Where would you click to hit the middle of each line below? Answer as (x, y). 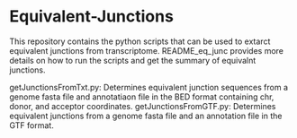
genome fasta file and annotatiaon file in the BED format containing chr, (142, 97)
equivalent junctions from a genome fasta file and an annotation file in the (146, 116)
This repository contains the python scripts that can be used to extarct (140, 41)
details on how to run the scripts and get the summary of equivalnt (133, 60)
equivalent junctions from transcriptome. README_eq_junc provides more (146, 50)
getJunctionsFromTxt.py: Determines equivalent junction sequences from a (149, 87)
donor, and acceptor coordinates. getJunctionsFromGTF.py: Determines (143, 106)
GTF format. (31, 125)
